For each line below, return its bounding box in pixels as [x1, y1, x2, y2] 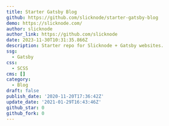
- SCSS [12, 65, 28, 71]
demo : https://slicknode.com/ [6, 20, 83, 26]
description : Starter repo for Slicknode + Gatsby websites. [6, 43, 164, 49]
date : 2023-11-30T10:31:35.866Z [6, 37, 88, 43]
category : [6, 76, 31, 82]
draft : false [6, 88, 39, 94]
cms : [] [6, 71, 26, 77]
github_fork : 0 [6, 110, 45, 116]
